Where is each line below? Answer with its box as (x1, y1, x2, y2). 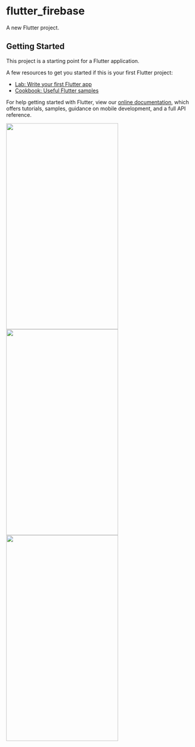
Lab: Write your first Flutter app (14, 80, 92, 87)
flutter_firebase (6, 4, 85, 18)
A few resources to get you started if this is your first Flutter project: (6, 69, 173, 76)
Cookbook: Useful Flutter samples (14, 87, 99, 94)
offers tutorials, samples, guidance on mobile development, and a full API (6, 105, 186, 112)
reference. (6, 111, 32, 118)
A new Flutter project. (6, 24, 60, 31)
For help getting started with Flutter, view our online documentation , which (6, 98, 190, 105)
